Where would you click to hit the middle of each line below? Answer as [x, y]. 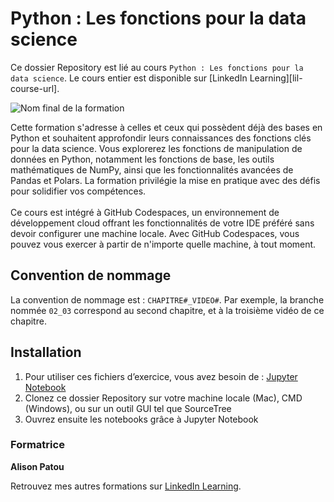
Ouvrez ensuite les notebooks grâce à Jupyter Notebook [141, 419]
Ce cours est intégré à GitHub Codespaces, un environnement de [145, 212]
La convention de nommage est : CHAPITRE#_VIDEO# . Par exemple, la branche [167, 299]
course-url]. [35, 88]
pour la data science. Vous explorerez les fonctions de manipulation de [156, 148]
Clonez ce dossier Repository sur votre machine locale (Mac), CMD [163, 398]
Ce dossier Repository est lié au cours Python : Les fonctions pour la [157, 67]
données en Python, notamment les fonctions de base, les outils [142, 159]
